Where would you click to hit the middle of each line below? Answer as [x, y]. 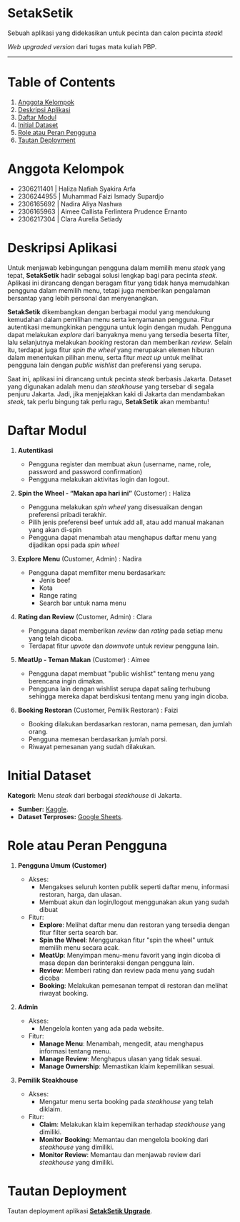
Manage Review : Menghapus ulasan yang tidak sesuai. [120, 1058]
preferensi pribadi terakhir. [67, 514]
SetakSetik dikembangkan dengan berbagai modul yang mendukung [109, 311]
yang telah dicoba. [56, 638]
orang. [38, 731]
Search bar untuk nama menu [82, 603]
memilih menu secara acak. [79, 947]
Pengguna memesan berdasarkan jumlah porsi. [98, 739]
